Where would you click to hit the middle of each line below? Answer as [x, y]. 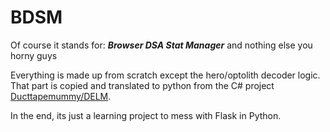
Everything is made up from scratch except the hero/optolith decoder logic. [165, 75]
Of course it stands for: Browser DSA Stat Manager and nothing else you [161, 45]
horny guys [34, 55]
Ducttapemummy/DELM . [61, 96]
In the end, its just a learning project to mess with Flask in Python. [146, 115]
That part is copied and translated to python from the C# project [142, 85]
